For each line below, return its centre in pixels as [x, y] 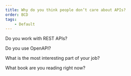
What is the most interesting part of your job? [53, 58]
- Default [25, 24]
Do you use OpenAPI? [28, 48]
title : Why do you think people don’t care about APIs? [65, 10]
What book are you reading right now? [45, 68]
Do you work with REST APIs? [36, 39]
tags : [11, 19]
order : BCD [17, 15]
